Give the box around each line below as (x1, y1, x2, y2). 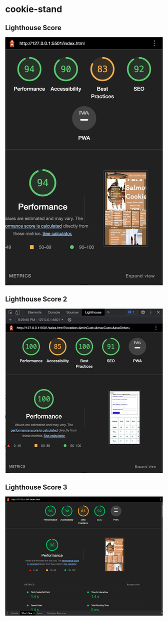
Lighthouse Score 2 (5, 295, 67, 303)
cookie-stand (5, 4, 62, 15)
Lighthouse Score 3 (5, 483, 67, 491)
